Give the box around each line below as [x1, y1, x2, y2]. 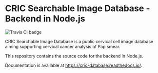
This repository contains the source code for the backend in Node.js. [5, 53, 143, 58]
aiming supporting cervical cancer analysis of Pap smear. [5, 44, 120, 49]
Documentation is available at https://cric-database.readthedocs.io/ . [5, 62, 142, 68]
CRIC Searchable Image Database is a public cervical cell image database [5, 38, 154, 44]
